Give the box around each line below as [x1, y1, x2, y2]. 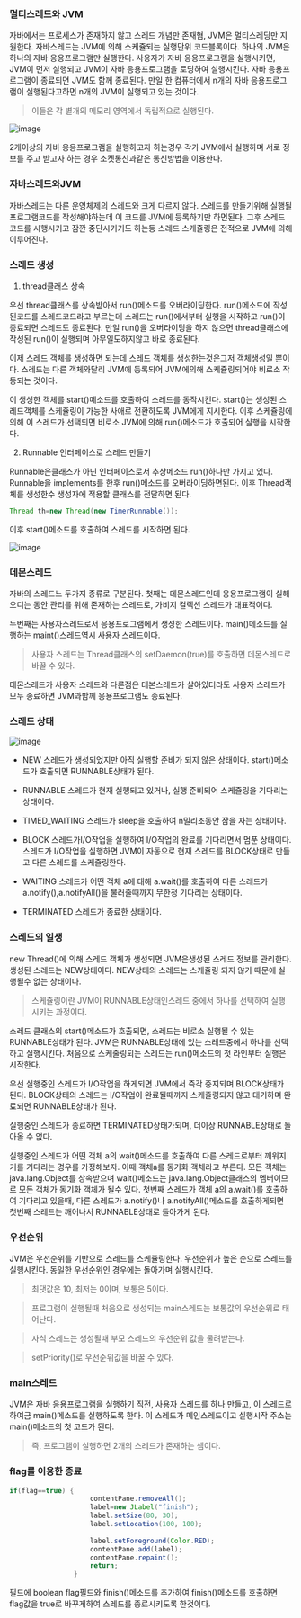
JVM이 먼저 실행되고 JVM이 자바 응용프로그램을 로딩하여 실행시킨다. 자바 [9, 64, 267, 75]
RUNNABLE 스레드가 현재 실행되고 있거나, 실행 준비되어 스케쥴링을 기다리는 [22, 785, 288, 796]
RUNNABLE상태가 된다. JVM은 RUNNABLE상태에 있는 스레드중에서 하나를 [9, 1036, 272, 1047]
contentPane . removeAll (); [89, 1495, 187, 1504]
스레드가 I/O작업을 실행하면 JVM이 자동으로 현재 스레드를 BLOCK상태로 [22, 845, 274, 856]
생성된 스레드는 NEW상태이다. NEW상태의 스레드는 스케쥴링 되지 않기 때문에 [9, 964, 277, 975]
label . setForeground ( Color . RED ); [89, 1536, 216, 1545]
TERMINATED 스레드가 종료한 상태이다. [22, 907, 162, 917]
